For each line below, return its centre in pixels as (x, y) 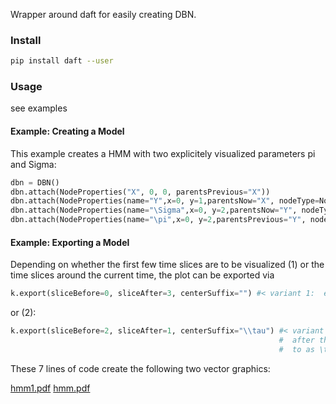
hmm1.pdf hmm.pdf (50, 388)
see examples (39, 108)
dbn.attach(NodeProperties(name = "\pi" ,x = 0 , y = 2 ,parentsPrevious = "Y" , (158, 220)
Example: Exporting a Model (70, 242)
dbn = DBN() (35, 182)
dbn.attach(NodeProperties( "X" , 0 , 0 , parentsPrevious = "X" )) (140, 192)
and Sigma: (33, 164)
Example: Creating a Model (67, 131)
